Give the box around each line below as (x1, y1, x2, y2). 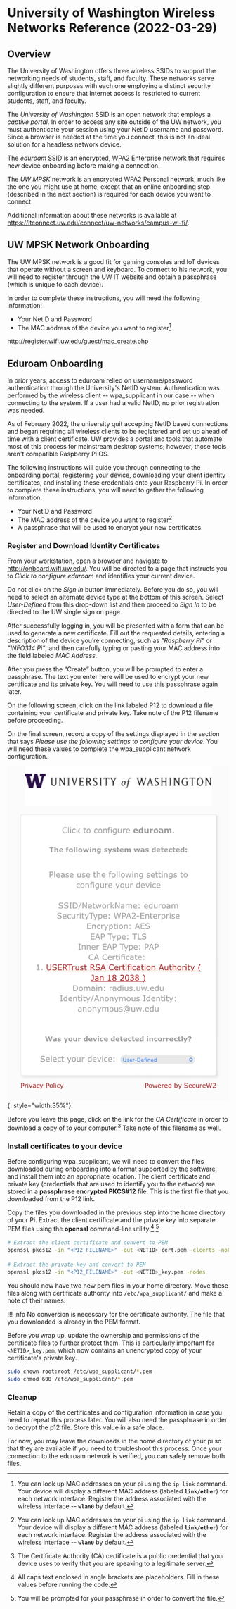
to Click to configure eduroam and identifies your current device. (7, 572, 195, 580)
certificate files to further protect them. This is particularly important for (7, 1338, 215, 1347)
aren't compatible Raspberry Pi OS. (7, 449, 110, 459)
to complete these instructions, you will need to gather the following (7, 486, 204, 495)
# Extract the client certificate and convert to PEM (7, 1238, 169, 1246)
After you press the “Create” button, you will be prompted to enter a (7, 665, 204, 673)
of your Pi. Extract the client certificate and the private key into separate (7, 1216, 216, 1224)
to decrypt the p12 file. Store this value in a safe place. (7, 1423, 164, 1431)
